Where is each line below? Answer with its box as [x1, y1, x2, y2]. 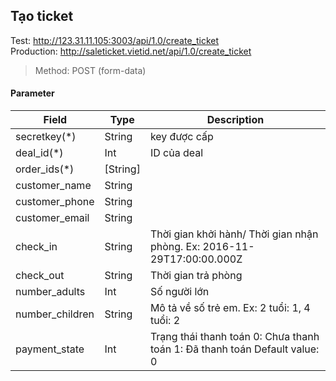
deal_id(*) [15, 146, 64, 160]
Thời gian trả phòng [149, 269, 243, 283]
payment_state [15, 342, 85, 356]
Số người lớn [149, 285, 210, 299]
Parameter [10, 87, 55, 99]
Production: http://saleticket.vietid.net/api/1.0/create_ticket [10, 45, 252, 57]
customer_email [15, 211, 90, 225]
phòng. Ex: [149, 240, 201, 254]
